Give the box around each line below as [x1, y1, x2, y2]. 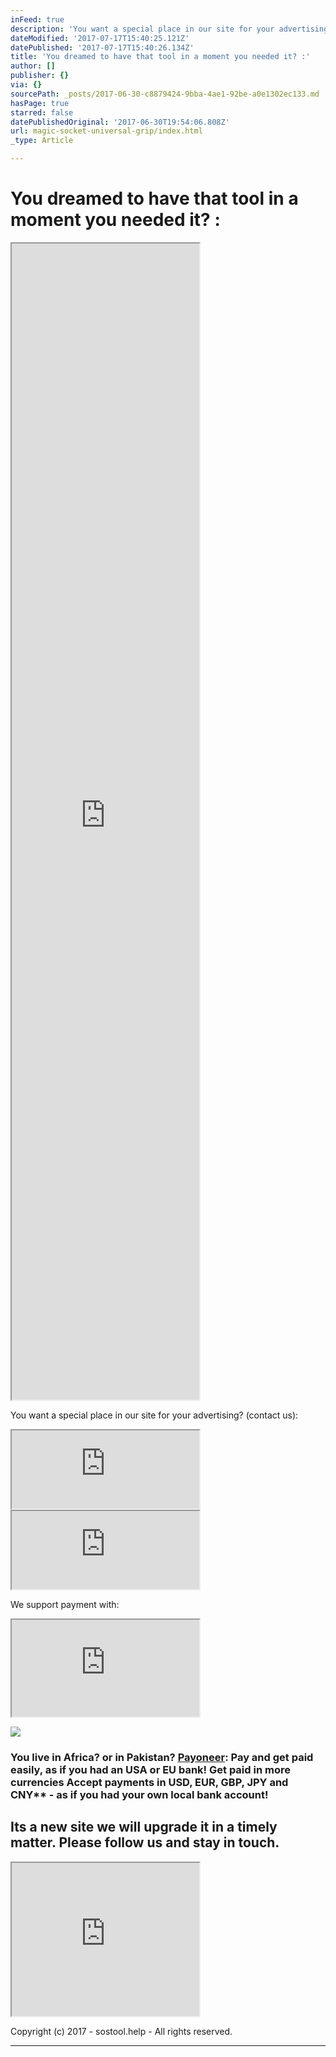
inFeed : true [10, 14, 65, 25]
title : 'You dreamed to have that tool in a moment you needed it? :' [10, 52, 311, 62]
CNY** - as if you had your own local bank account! [10, 1787, 269, 1801]
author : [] [10, 61, 56, 71]
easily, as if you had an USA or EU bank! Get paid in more [10, 1762, 291, 1776]
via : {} [10, 80, 43, 90]
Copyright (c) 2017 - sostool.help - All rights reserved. [10, 2025, 233, 2037]
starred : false [10, 107, 74, 118]
